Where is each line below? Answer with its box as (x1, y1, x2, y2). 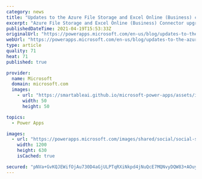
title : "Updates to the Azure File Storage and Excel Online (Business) (6, 14, 192, 20)
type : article (6, 43, 42, 49)
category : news (6, 8, 44, 15)
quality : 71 (6, 48, 36, 54)
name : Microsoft (11, 76, 52, 82)
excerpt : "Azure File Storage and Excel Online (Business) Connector (6, 20, 185, 26)
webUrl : (6, 37, 26, 43)
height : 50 (22, 103, 50, 109)
